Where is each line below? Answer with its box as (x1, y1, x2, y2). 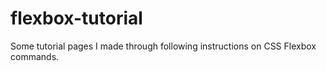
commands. (10, 50, 60, 62)
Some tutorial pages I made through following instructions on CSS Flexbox (10, 40, 317, 52)
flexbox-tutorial (10, 7, 143, 30)
